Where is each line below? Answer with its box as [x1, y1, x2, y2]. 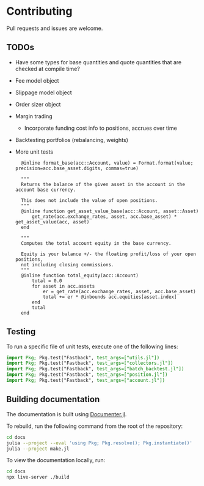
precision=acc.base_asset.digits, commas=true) [15, 165, 139, 171]
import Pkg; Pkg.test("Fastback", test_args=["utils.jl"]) [6, 354, 160, 361]
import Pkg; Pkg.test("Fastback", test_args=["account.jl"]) [6, 378, 166, 384]
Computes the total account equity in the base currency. [21, 240, 172, 246]
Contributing [6, 4, 73, 18]
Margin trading [15, 112, 53, 120]
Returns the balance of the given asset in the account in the [21, 181, 185, 187]
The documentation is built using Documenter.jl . [6, 410, 127, 417]
